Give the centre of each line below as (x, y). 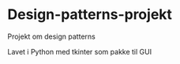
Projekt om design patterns (51, 36)
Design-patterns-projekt (90, 15)
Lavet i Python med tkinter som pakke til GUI (79, 51)
